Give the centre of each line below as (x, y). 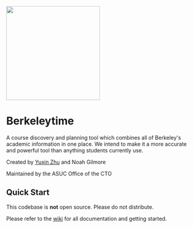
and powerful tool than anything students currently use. (75, 150)
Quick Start (28, 192)
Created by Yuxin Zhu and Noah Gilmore (56, 162)
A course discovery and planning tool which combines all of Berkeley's (94, 137)
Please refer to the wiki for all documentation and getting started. (87, 218)
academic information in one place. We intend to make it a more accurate (96, 144)
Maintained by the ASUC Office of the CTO (59, 173)
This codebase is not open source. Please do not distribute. (80, 207)
